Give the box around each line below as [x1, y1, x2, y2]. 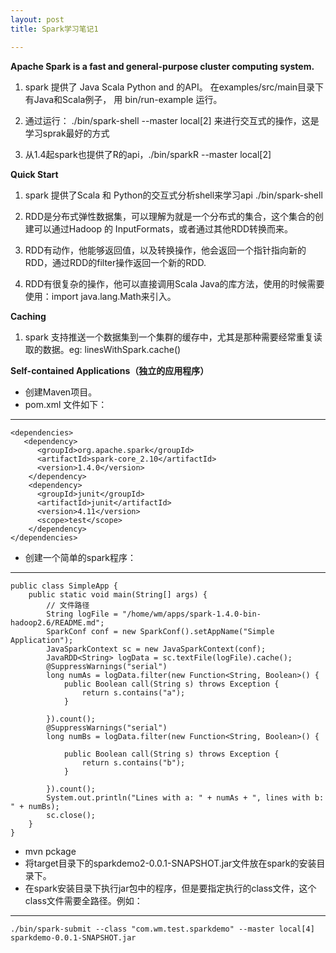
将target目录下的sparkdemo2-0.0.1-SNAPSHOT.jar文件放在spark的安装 [24, 857, 317, 869]
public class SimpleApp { [10, 581, 118, 591]
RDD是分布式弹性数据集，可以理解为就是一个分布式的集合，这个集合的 [24, 210, 316, 222]
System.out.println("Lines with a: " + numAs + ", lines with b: [46, 792, 325, 803]
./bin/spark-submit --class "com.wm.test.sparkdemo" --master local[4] [10, 924, 315, 934]
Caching [10, 310, 47, 322]
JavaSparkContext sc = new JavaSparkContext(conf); [46, 644, 267, 654]
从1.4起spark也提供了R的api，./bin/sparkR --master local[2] [24, 148, 272, 160]
